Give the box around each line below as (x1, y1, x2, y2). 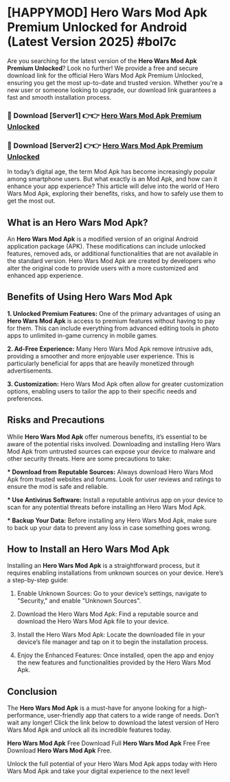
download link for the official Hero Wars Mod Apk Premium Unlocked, (7, 71, 204, 80)
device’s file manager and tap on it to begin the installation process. (16, 638, 209, 646)
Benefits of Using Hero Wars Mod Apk (7, 291, 173, 303)
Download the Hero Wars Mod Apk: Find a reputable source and (16, 610, 198, 619)
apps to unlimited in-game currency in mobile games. (7, 331, 158, 339)
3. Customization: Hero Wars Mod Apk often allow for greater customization (7, 380, 224, 388)
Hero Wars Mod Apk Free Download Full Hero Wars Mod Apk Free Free (7, 739, 211, 748)
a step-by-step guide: (7, 576, 69, 584)
